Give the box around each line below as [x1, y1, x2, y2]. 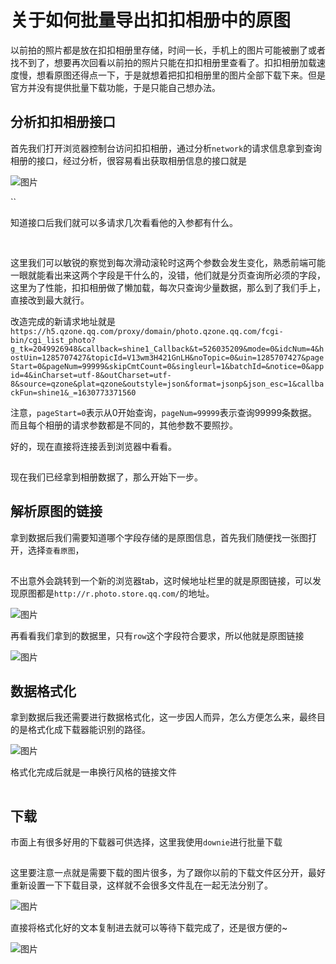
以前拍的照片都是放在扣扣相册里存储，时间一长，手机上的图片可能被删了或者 [10, 44, 326, 56]
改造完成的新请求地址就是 [10, 315, 116, 327]
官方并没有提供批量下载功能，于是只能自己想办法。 [10, 81, 221, 93]
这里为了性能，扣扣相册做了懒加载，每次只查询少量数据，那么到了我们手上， [10, 281, 326, 293]
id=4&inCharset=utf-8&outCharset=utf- [10, 370, 172, 380]
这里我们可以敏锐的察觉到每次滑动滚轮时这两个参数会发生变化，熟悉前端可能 [10, 256, 326, 268]
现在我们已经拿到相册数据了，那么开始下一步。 [10, 471, 203, 483]
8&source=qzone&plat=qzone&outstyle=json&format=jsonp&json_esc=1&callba [10, 379, 325, 389]
